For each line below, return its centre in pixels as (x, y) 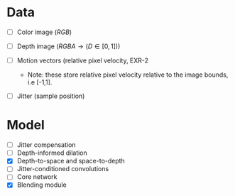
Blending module (42, 185)
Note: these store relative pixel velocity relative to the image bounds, (128, 75)
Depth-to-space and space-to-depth (71, 161)
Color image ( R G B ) (44, 32)
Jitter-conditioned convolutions (63, 169)
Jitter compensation (46, 145)
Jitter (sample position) (51, 96)
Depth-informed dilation (52, 153)
